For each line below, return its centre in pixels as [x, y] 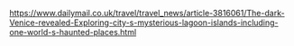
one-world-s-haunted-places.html [73, 32]
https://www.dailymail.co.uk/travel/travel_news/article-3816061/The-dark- [147, 13]
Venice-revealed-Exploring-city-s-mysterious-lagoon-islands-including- [144, 23]
